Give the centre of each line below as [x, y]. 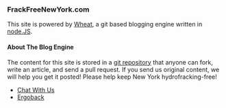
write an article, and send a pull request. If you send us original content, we [113, 69]
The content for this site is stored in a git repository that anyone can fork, [110, 62]
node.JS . [20, 31]
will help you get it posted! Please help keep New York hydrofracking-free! [112, 77]
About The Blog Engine [40, 47]
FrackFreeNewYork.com [48, 10]
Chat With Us [36, 90]
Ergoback [30, 97]
